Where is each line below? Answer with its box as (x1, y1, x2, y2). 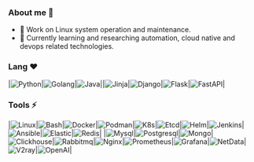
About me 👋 (8, 7, 53, 18)
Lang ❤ (8, 61, 38, 72)
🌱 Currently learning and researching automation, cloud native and (19, 33, 236, 42)
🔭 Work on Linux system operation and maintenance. (19, 25, 191, 35)
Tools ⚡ (8, 99, 37, 110)
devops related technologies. (19, 42, 114, 51)
